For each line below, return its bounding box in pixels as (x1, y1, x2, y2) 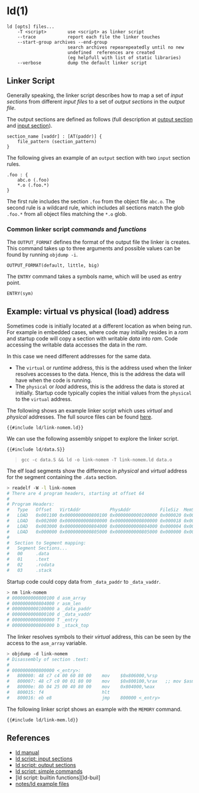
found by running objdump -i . (6, 251, 79, 258)
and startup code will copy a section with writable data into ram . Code (6, 335, 178, 342)
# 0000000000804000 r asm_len (6, 600, 81, 607)
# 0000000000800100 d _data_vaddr (6, 611, 92, 617)
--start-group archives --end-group (17, 39, 108, 45)
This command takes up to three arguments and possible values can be (6, 245, 181, 252)
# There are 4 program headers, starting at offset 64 (6, 490, 145, 496)
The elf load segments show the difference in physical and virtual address (6, 467, 188, 474)
